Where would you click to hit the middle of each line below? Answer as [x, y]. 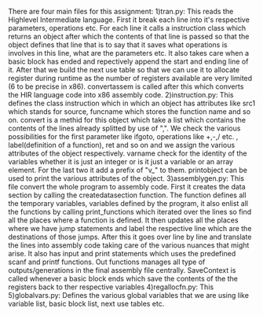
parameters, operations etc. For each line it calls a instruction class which [127, 28]
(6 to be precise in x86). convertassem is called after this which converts [126, 86]
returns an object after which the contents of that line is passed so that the [129, 36]
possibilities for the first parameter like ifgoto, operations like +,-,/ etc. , [123, 136]
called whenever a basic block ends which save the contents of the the [123, 279]
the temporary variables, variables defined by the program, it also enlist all [128, 203]
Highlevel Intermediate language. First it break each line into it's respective [129, 20]
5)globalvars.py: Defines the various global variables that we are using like [129, 295]
